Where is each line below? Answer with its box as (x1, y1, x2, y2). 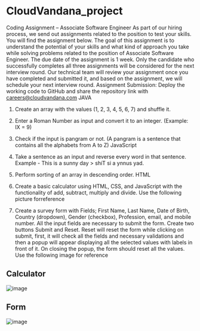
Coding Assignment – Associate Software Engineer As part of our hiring (6, 24, 182, 31)
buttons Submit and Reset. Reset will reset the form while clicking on (14, 226, 184, 233)
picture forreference (14, 195, 65, 202)
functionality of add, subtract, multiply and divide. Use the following (14, 189, 182, 196)
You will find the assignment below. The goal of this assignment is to (6, 37, 175, 44)
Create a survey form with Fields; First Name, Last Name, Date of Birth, (14, 207, 190, 214)
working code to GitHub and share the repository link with (6, 87, 149, 95)
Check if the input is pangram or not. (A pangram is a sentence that (14, 135, 181, 142)
